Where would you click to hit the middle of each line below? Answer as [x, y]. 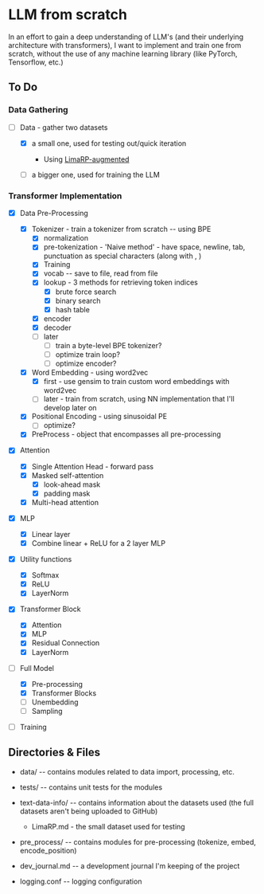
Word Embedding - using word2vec [90, 373]
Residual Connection [66, 643]
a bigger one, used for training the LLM [96, 174]
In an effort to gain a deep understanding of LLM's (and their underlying [126, 37]
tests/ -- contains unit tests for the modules [91, 787]
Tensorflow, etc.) [36, 62]
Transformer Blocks [64, 693]
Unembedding [55, 702]
